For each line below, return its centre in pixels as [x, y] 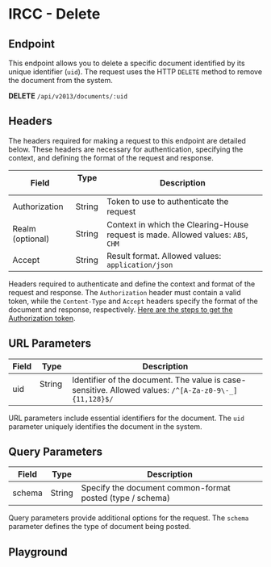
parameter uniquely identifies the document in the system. [106, 426]
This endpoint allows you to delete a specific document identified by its [127, 63]
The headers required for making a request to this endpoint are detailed [127, 140]
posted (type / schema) [126, 498]
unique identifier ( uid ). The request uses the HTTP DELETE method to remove [135, 72]
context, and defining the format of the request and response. [111, 157]
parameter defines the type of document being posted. [100, 527]
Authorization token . [42, 318]
